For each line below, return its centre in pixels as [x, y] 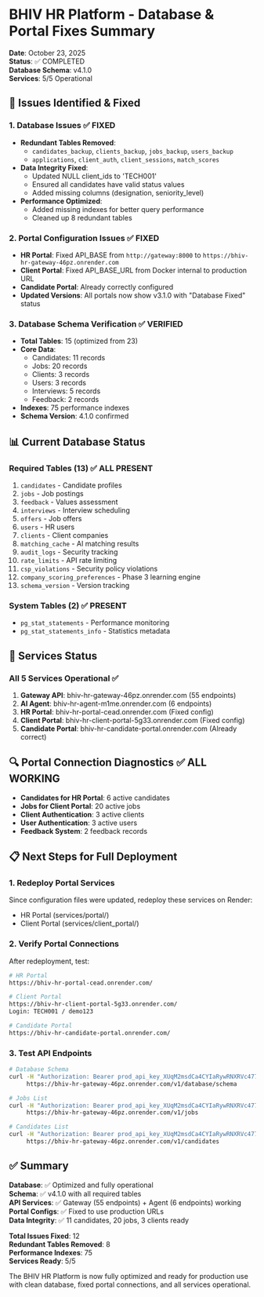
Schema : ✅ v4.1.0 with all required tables [75, 1193]
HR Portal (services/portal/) [65, 915]
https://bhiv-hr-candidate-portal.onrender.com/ [90, 1033]
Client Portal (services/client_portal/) [80, 923]
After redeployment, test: [49, 961]
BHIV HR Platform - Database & [112, 15]
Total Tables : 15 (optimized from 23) [79, 341]
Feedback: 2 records [65, 400]
